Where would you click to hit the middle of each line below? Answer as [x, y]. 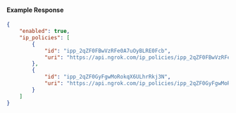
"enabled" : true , [45, 32]
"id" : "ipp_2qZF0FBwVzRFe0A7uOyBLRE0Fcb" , [107, 51]
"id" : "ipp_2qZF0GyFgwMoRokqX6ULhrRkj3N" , [107, 77]
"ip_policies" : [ [45, 38]
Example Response [35, 10]
